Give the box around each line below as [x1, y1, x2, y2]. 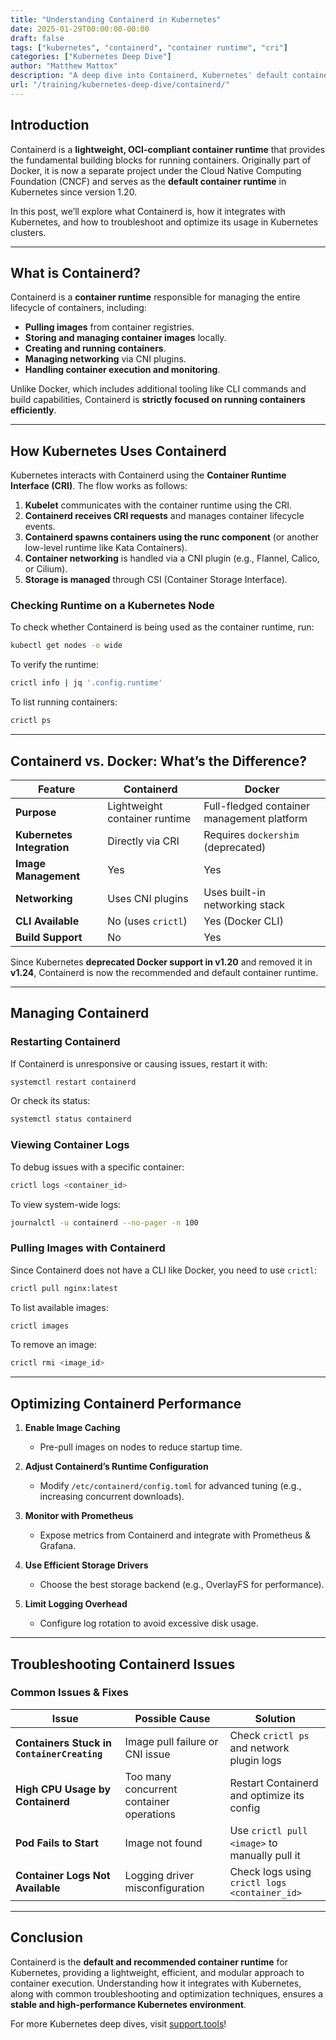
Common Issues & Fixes [10, 1686, 129, 1700]
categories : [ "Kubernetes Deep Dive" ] [10, 52, 172, 62]
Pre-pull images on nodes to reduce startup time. [39, 1441, 243, 1453]
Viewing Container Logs [10, 1138, 130, 1152]
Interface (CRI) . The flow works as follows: [10, 480, 188, 492]
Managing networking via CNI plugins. [24, 353, 187, 365]
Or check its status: [10, 1095, 91, 1107]
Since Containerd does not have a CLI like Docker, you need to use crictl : [10, 1264, 317, 1276]
